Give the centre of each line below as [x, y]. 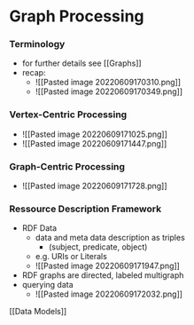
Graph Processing [77, 16]
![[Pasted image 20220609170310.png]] [108, 83]
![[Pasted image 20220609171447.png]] [94, 143]
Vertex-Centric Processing [68, 115]
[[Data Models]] [38, 312]
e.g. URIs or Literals [71, 257]
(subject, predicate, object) [98, 247]
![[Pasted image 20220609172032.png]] [109, 294]
